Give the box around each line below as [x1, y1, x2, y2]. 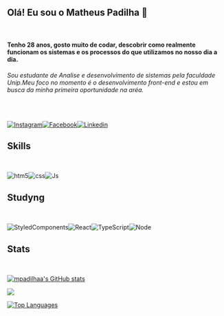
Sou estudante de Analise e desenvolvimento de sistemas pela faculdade [7, 71, 216, 79]
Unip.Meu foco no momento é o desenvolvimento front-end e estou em [7, 78, 208, 87]
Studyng [7, 192, 45, 203]
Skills [7, 140, 31, 152]
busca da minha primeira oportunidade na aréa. [7, 86, 144, 93]
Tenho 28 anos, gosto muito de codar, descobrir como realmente [7, 41, 196, 49]
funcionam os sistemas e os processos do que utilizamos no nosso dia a [7, 48, 218, 56]
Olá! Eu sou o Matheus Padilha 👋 [7, 7, 148, 19]
